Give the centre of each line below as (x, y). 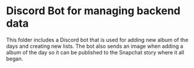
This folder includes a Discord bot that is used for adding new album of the (97, 40)
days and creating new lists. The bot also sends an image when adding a (95, 46)
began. (15, 59)
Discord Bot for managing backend (93, 11)
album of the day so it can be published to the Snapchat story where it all (95, 52)
